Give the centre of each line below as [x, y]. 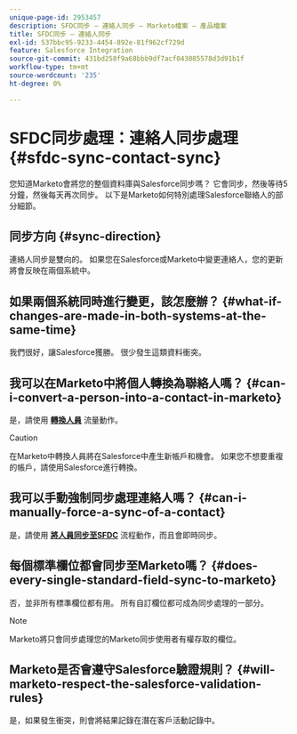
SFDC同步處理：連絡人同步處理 [124, 138]
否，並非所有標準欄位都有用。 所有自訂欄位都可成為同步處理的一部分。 [139, 602]
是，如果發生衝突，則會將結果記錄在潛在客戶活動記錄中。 [114, 721]
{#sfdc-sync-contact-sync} [115, 157]
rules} [27, 698]
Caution [24, 438]
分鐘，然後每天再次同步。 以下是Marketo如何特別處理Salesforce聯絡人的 [142, 194]
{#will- [256, 669]
